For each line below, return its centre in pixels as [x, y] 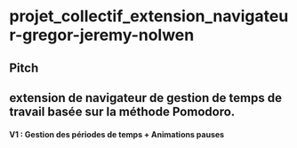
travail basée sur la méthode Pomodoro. [122, 111]
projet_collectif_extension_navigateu [149, 16]
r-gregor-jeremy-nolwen [102, 35]
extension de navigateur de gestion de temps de [146, 98]
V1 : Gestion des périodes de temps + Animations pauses [117, 134]
